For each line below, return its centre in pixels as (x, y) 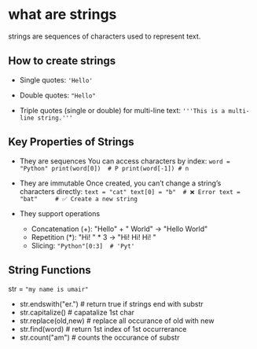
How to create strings (62, 61)
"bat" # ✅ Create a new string (78, 199)
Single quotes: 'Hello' (56, 79)
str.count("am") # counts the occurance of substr (99, 338)
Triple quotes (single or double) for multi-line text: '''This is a (122, 110)
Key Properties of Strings (71, 142)
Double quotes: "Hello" (57, 95)
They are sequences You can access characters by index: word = (125, 161)
